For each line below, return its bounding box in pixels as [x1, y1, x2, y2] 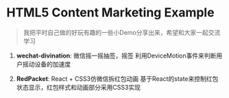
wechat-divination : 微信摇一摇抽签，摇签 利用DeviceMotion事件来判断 [16, 51, 217, 60]
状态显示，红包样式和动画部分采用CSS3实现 [16, 83, 141, 91]
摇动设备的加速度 [22, 60, 71, 68]
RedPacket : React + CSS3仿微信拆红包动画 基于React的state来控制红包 [16, 74, 219, 83]
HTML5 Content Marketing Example [6, 5, 215, 21]
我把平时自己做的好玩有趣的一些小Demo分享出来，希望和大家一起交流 [23, 28, 221, 36]
